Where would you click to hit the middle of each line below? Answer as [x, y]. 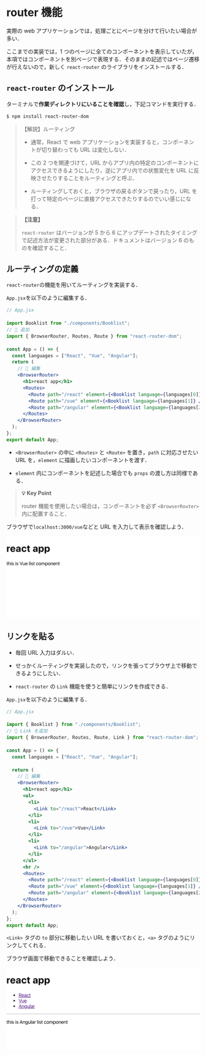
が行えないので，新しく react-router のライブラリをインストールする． [97, 67]
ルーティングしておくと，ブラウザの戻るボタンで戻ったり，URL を [114, 191]
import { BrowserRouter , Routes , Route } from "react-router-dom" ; [94, 336]
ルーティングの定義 [42, 269]
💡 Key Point [36, 493]
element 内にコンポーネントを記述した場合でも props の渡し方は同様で [104, 473]
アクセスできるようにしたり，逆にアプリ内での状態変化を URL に [112, 170]
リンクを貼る [31, 637]
